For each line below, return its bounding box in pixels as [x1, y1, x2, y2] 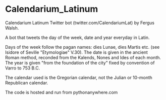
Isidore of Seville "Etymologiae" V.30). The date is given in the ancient [5, 49, 148, 55]
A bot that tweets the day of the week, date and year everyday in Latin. [5, 34, 150, 40]
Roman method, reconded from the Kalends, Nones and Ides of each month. [5, 54, 161, 60]
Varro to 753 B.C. [5, 65, 40, 71]
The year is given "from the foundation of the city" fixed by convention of [5, 60, 155, 66]
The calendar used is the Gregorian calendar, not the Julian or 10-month [5, 74, 153, 80]
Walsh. [5, 25, 19, 31]
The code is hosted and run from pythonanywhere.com [5, 89, 118, 95]
